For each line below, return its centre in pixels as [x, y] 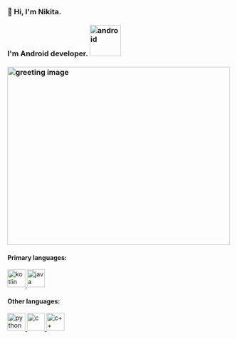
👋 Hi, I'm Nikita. [35, 11]
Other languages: [34, 301]
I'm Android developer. [48, 53]
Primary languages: [37, 257]
